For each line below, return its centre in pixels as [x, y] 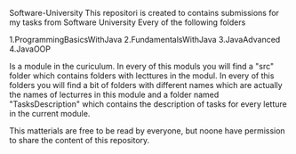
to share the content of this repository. [80, 140]
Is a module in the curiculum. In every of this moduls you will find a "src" [142, 66]
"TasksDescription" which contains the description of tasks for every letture [148, 104]
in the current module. [50, 113]
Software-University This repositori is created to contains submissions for [144, 13]
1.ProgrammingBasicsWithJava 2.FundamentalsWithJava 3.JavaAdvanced [145, 40]
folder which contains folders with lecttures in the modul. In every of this [142, 76]
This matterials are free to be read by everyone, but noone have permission [148, 131]
